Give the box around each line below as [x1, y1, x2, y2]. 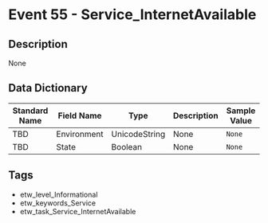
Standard [12, 105, 49, 116]
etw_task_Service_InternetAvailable [19, 206, 136, 216]
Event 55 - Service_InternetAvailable [8, 6, 257, 24]
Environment [56, 128, 104, 139]
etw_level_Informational [19, 190, 98, 199]
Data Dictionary [8, 81, 88, 95]
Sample [226, 105, 256, 116]
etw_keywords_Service [19, 198, 97, 208]
